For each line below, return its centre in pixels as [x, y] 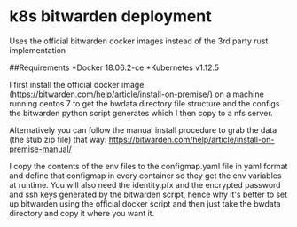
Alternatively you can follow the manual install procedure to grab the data [143, 129]
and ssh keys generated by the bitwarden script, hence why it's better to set [148, 194]
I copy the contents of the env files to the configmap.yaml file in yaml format [148, 166]
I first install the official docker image [77, 84]
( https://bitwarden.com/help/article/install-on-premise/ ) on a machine [137, 94]
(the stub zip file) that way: [58, 139]
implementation [38, 50]
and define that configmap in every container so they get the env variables [145, 176]
